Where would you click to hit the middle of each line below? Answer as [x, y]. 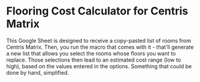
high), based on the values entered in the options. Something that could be [99, 66]
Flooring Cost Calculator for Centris [97, 11]
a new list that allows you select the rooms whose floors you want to [91, 53]
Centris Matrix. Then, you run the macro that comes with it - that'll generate [100, 47]
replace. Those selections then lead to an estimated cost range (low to [94, 60]
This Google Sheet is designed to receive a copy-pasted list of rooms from [99, 40]
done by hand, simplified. [38, 72]
